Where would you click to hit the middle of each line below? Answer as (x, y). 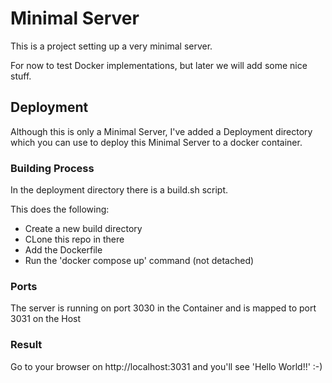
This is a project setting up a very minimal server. (111, 46)
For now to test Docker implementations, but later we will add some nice (159, 65)
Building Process (52, 168)
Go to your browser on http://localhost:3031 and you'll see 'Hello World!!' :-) (166, 366)
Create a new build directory (83, 229)
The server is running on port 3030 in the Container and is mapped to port (163, 308)
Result (26, 345)
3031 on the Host (46, 319)
